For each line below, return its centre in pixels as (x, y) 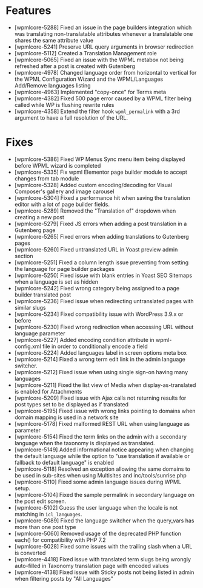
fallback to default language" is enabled (64, 462)
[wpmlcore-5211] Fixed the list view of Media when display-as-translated (105, 385)
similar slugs (30, 307)
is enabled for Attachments (48, 391)
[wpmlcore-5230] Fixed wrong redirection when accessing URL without (104, 327)
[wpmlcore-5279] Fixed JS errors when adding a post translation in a (101, 224)
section (24, 256)
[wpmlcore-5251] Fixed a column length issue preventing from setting (101, 262)
